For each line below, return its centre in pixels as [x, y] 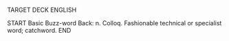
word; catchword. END [39, 30]
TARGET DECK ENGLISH [42, 10]
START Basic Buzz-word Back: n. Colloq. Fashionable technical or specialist [115, 23]
